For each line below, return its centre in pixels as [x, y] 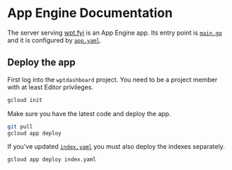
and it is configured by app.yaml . [54, 40]
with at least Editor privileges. [51, 87]
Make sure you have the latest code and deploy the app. [89, 113]
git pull [20, 126]
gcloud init [25, 100]
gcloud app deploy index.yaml [52, 160]
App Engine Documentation [90, 13]
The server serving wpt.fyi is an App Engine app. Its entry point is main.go [115, 33]
